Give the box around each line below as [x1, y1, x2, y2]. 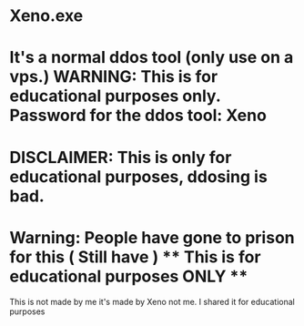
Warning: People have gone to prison [9, 227, 295, 248]
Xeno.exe [9, 5, 84, 26]
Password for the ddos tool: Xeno [9, 106, 267, 126]
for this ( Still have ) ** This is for [9, 247, 261, 267]
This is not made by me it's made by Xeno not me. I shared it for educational [9, 296, 296, 307]
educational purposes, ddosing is [9, 166, 269, 187]
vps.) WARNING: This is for [9, 66, 218, 87]
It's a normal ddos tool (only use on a [9, 47, 294, 68]
